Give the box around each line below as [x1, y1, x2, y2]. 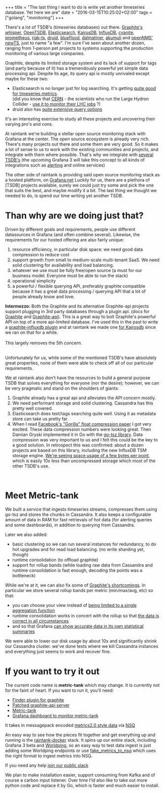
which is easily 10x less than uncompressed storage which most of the [12, 458, 156, 464]
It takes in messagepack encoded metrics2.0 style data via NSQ [5, 722, 135, 728]
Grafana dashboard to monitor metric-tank [12, 713, 99, 718]
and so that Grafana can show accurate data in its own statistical [12, 623, 144, 629]
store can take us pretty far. [12, 416, 69, 422]
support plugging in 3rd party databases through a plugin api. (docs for [5, 308, 150, 314]
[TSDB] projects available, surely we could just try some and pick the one [5, 182, 154, 188]
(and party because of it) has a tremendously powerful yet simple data [5, 65, 148, 71]
